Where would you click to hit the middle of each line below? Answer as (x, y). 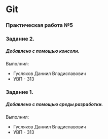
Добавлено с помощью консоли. (43, 51)
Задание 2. (20, 39)
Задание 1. (20, 92)
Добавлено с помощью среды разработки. (55, 104)
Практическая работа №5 (39, 25)
